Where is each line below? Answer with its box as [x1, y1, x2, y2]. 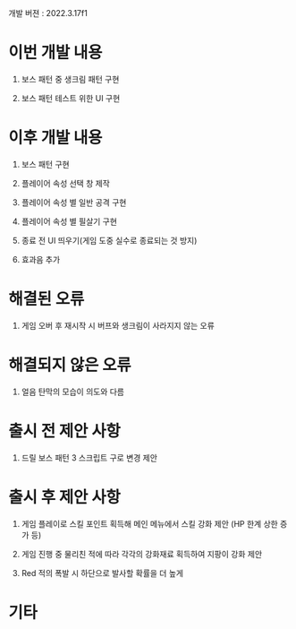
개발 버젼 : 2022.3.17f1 [8, 8, 89, 18]
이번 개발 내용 [8, 43, 103, 63]
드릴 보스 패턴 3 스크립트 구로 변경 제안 [21, 452, 158, 463]
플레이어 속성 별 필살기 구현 [21, 216, 118, 227]
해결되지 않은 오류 [8, 355, 131, 375]
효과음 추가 [21, 254, 61, 264]
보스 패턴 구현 [21, 159, 70, 169]
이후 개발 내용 [8, 128, 103, 148]
